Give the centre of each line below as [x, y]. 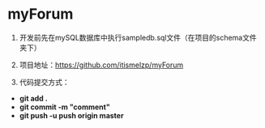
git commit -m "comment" [64, 107]
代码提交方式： [44, 82]
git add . [33, 98]
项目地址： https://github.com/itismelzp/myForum [101, 65]
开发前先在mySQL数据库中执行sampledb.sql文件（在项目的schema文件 [138, 37]
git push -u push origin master [71, 115]
